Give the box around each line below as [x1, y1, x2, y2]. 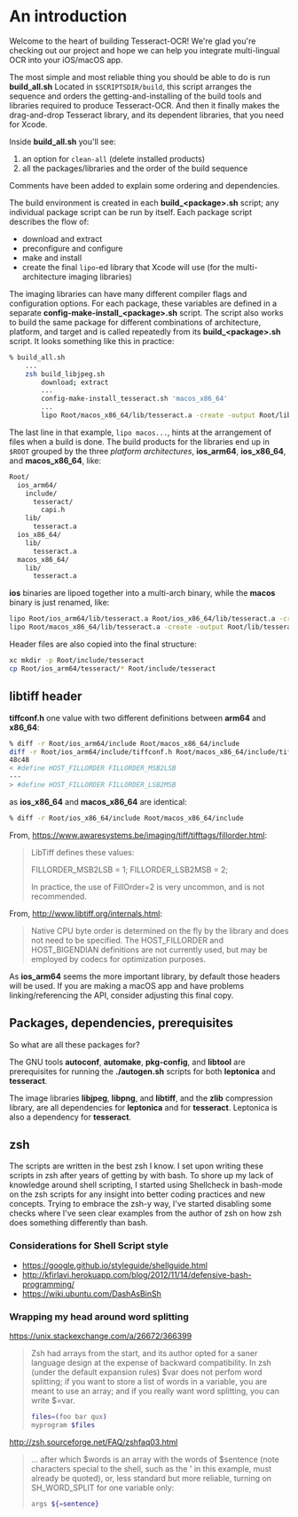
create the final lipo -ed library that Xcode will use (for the [21, 261, 235, 272]
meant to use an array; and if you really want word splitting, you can [30, 1385, 279, 1396]
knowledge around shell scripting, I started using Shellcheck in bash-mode [9, 1180, 283, 1191]
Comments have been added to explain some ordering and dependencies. [9, 180, 280, 190]
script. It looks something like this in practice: [9, 335, 175, 346]
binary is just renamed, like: [9, 598, 110, 608]
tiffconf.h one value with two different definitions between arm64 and [9, 712, 266, 723]
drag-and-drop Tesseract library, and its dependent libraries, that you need [9, 109, 284, 120]
